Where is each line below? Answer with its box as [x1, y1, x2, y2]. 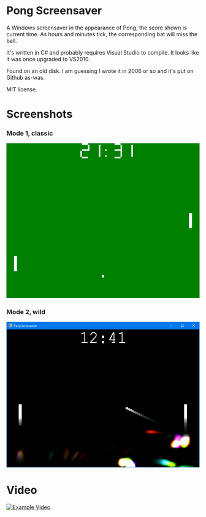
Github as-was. [6, 74, 45, 81]
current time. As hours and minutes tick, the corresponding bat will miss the [6, 30, 198, 37]
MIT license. [6, 85, 38, 93]
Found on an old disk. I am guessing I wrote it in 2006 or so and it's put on [6, 67, 194, 74]
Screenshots [6, 107, 73, 121]
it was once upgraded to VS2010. [6, 55, 91, 63]
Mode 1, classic [6, 129, 53, 138]
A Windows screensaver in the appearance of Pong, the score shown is [6, 24, 187, 31]
